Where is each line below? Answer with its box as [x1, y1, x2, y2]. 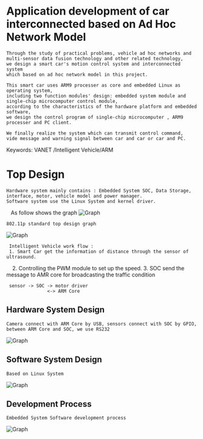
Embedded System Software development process [6, 415, 126, 421]
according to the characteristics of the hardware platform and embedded [6, 104, 198, 110]
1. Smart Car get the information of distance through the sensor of [9, 248, 189, 255]
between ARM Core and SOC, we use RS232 [6, 326, 111, 332]
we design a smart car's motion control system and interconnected [6, 61, 181, 67]
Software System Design [6, 354, 102, 365]
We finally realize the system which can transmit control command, [6, 130, 184, 136]
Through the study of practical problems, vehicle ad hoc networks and [6, 50, 191, 56]
